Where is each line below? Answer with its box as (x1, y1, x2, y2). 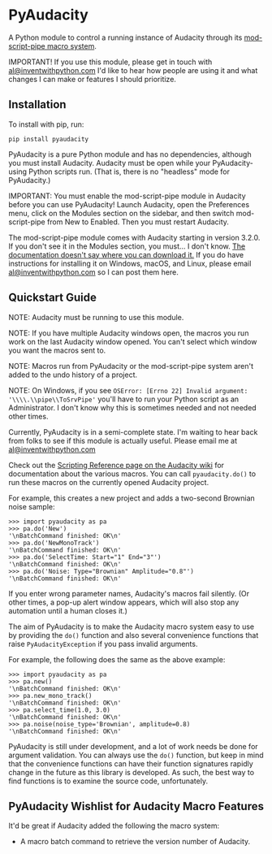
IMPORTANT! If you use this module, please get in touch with (8, 57, 213, 67)
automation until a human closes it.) (8, 605, 127, 615)
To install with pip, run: (8, 119, 84, 129)
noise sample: (8, 501, 55, 511)
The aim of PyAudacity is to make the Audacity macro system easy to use (8, 622, 255, 631)
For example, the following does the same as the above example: (8, 654, 226, 664)
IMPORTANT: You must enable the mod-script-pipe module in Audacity (8, 191, 246, 201)
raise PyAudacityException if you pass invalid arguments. (8, 639, 198, 648)
